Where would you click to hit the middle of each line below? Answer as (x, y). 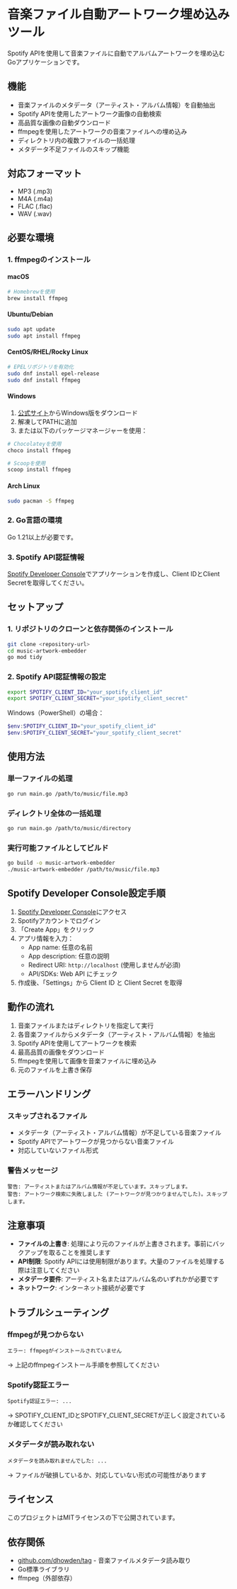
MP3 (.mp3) (35, 191)
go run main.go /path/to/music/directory (69, 828)
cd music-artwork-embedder (47, 651)
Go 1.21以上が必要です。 (42, 537)
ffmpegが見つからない (46, 1334)
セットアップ (35, 607)
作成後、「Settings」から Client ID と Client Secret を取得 (100, 982)
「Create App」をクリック (56, 929)
